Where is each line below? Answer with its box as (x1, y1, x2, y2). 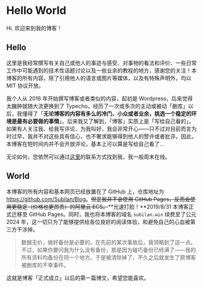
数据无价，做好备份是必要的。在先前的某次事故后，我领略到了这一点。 (21, 239, 196, 246)
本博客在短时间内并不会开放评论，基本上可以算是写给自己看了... (6, 140, 165, 147)
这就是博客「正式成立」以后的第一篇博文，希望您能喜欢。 (6, 274, 149, 282)
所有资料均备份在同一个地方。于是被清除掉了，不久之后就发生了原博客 (21, 254, 196, 261)
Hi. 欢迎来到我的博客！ (6, 24, 62, 31)
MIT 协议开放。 (6, 82, 44, 89)
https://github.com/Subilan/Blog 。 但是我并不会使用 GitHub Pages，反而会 (6, 195, 190, 203)
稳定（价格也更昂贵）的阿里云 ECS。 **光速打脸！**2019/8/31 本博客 (16, 203, 189, 210)
